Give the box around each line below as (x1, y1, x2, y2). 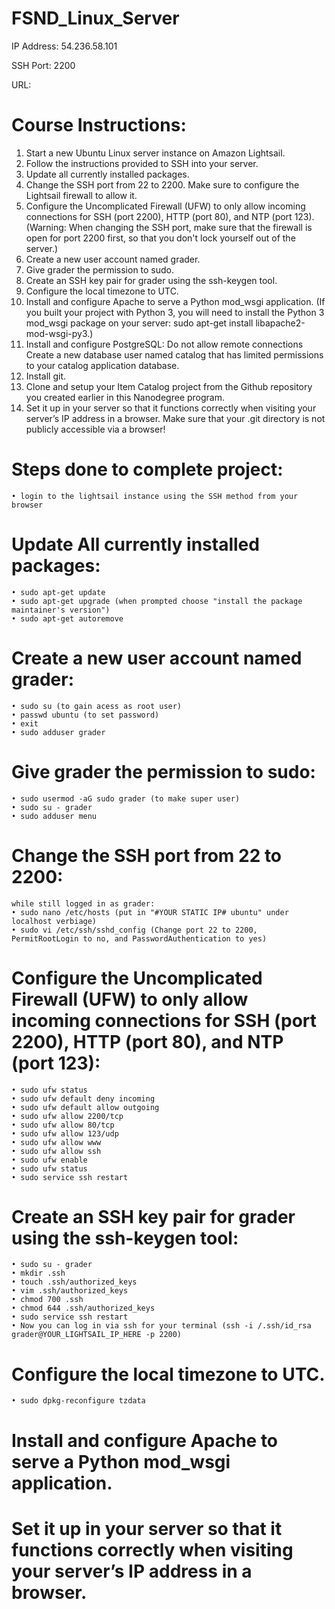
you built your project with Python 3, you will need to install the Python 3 (25, 306, 325, 318)
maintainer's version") (11, 605, 111, 615)
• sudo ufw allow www (11, 1137, 102, 1147)
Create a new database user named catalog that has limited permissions (25, 348, 324, 361)
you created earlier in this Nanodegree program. (25, 391, 226, 403)
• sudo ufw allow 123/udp (11, 1128, 119, 1139)
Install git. (25, 370, 67, 382)
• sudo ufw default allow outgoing (11, 1102, 160, 1112)
